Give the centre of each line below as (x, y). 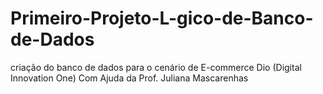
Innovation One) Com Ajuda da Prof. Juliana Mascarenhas (129, 78)
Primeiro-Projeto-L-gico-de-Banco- (162, 18)
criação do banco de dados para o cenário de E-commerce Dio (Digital (156, 67)
